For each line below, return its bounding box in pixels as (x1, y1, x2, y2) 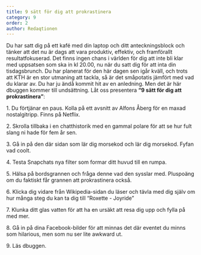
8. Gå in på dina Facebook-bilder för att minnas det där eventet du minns (6, 224, 186, 232)
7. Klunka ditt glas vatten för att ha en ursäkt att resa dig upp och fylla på (6, 206, 186, 214)
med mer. (6, 212, 30, 220)
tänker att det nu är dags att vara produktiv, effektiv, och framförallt (6, 49, 173, 56)
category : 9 (6, 14, 36, 20)
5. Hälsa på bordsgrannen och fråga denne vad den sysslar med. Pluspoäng (6, 170, 194, 178)
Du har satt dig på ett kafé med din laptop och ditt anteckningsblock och (6, 42, 185, 49)
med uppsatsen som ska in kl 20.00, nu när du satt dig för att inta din (6, 61, 176, 68)
